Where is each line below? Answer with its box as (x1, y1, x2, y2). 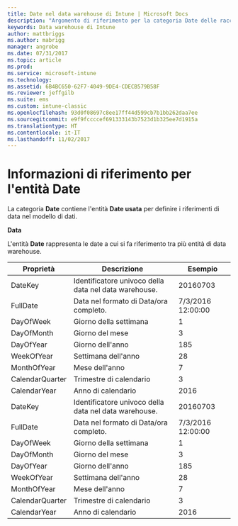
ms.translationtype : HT (7, 122, 78, 130)
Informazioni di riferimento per (7, 166, 192, 182)
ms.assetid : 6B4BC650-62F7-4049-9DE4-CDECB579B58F (7, 83, 160, 90)
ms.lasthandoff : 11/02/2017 (7, 135, 91, 142)
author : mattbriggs (7, 30, 65, 38)
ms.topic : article (7, 57, 62, 64)
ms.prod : (7, 63, 33, 70)
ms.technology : (7, 76, 52, 84)
